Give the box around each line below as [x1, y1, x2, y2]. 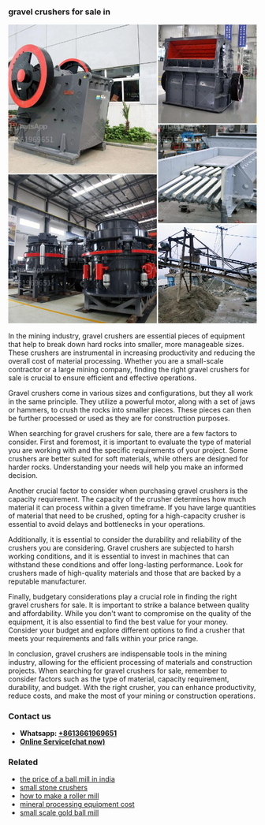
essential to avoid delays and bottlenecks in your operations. [8, 519, 205, 528]
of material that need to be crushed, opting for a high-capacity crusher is [8, 511, 246, 521]
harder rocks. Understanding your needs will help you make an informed [8, 462, 244, 472]
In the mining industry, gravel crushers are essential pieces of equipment [8, 330, 245, 341]
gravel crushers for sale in [8, 6, 110, 17]
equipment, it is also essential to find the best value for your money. [8, 617, 229, 626]
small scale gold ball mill [19, 808, 99, 818]
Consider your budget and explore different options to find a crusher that [8, 625, 245, 635]
